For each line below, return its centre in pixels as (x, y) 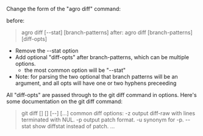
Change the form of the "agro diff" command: (63, 9)
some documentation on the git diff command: (65, 101)
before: (16, 20)
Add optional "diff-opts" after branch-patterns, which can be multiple (102, 57)
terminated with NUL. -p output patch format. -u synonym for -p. (102, 120)
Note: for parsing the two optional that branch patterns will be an (96, 77)
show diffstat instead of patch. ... (74, 126)
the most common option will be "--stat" (75, 70)
